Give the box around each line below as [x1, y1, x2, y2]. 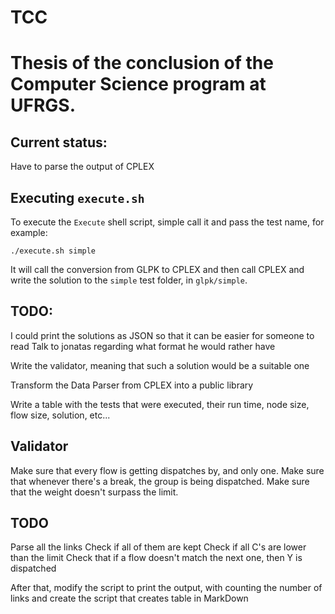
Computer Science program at [10, 73, 267, 96]
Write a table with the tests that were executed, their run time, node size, [10, 398, 310, 410]
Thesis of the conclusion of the [10, 52, 274, 75]
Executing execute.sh [10, 189, 145, 206]
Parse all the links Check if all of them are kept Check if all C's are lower [10, 541, 307, 553]
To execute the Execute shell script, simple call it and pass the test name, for [10, 216, 325, 228]
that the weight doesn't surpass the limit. [10, 486, 179, 498]
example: [10, 227, 48, 238]
